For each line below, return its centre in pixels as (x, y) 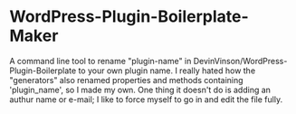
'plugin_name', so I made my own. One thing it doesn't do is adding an (140, 90)
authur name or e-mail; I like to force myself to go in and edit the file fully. (146, 99)
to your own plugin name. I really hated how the (167, 71)
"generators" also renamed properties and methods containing (126, 80)
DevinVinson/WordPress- (240, 61)
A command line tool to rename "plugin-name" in (100, 61)
